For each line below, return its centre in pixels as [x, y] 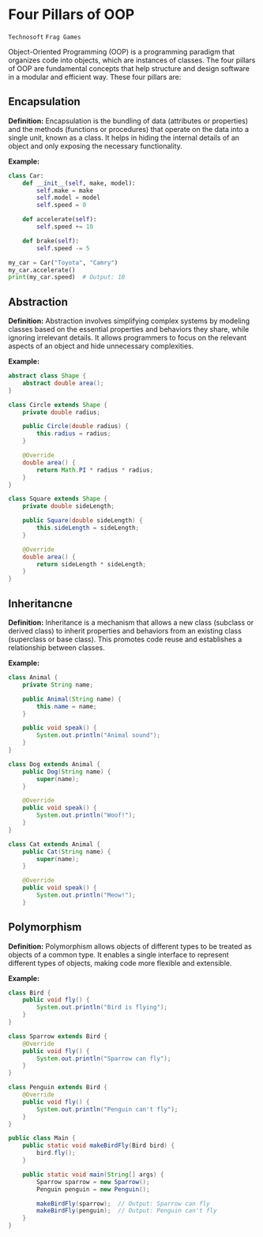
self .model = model [69, 198]
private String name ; [58, 685]
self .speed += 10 [65, 227]
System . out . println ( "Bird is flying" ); [102, 1008]
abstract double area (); [63, 383]
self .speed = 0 [62, 205]
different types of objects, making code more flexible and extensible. [120, 963]
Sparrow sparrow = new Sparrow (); [93, 1182]
